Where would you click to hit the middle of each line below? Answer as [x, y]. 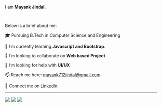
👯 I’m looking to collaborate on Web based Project [55, 56]
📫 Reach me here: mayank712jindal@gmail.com [53, 75]
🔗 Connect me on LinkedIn [31, 86]
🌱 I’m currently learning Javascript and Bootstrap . [55, 46]
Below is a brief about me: [31, 26]
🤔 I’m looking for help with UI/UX [38, 65]
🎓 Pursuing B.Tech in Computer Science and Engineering [63, 35]
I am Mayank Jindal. [26, 7]
